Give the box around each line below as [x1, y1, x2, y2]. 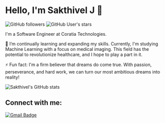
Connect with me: [5, 98, 62, 107]
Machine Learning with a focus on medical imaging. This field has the [5, 46, 149, 52]
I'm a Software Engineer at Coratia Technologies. [5, 31, 107, 37]
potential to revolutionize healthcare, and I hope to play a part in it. [5, 51, 142, 57]
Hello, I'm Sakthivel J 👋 [5, 5, 103, 16]
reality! [5, 74, 20, 80]
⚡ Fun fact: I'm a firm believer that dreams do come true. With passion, [5, 61, 152, 68]
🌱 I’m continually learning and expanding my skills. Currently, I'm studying [5, 40, 158, 47]
